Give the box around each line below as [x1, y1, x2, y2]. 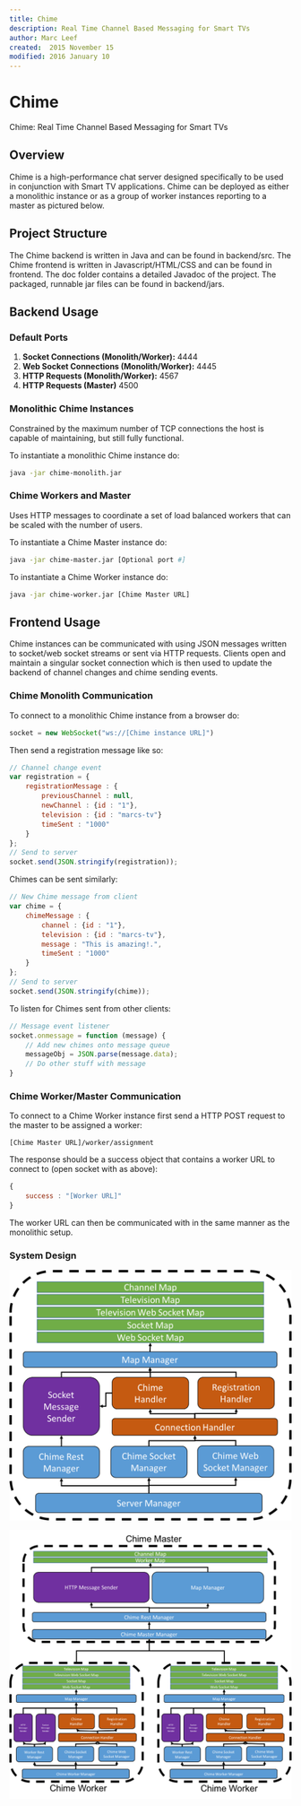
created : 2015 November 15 [9, 43, 115, 52]
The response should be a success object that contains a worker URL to [9, 1154, 276, 1165]
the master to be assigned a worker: [9, 1120, 143, 1131]
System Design [9, 1249, 77, 1262]
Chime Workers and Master [9, 490, 132, 502]
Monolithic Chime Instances [9, 403, 134, 415]
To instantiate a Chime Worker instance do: [9, 571, 168, 582]
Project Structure [9, 226, 107, 241]
